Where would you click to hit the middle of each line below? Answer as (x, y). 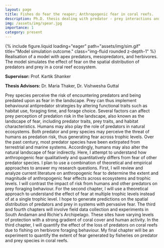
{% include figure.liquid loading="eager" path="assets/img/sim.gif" (73, 46)
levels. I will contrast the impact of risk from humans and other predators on (81, 183)
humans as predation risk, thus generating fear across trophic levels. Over (80, 137)
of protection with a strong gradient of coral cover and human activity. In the (82, 220)
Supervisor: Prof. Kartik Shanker (38, 76)
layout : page (18, 10)
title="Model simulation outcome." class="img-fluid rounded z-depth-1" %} (81, 51)
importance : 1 (20, 28)
